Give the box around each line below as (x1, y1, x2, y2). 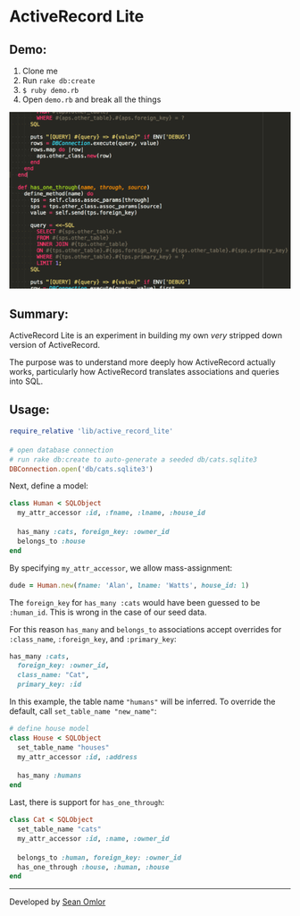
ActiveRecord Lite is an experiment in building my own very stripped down (9, 330, 283, 341)
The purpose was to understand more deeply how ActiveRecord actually (9, 357, 276, 368)
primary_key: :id (17, 680, 82, 690)
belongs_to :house (17, 537, 87, 546)
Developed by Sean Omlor (9, 896, 106, 907)
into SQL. (9, 376, 44, 386)
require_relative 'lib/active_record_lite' (9, 427, 174, 436)
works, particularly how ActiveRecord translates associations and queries (9, 367, 279, 377)
